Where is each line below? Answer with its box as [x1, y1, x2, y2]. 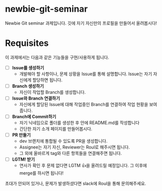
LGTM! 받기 [12, 156, 35, 162]
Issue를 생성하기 [12, 64, 45, 70]
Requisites [5, 38, 49, 49]
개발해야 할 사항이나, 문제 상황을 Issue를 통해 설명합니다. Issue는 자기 [19, 71, 152, 77]
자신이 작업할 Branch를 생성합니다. [19, 89, 86, 95]
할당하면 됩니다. [32, 77, 63, 83]
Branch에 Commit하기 [12, 114, 56, 120]
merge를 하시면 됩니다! [19, 170, 64, 176]
